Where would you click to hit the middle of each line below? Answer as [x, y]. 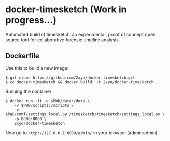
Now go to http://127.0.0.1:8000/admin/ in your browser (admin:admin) [81, 133]
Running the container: [29, 91]
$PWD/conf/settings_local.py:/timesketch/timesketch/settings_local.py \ [85, 114]
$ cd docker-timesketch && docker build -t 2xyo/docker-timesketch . [82, 82]
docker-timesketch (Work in [66, 9]
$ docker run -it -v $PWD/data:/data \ [48, 101]
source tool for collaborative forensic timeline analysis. [63, 40]
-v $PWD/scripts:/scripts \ [44, 105]
